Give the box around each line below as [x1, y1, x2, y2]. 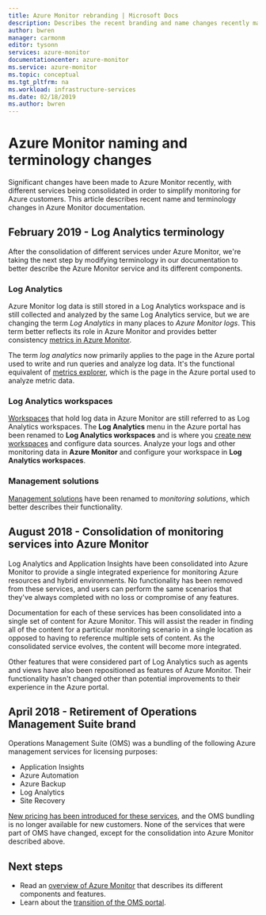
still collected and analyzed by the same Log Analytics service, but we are [8, 310, 249, 320]
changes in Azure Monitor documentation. [8, 203, 146, 213]
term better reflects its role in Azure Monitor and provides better [8, 327, 218, 336]
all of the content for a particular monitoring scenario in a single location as [8, 625, 253, 634]
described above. [8, 836, 66, 846]
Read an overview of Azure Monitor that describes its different [19, 881, 223, 890]
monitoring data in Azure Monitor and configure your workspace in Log [8, 448, 242, 457]
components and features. [19, 890, 106, 899]
